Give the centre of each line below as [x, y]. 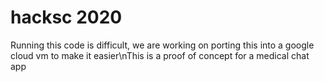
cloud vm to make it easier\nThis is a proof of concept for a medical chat [160, 55]
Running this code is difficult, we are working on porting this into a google [162, 45]
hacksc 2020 [66, 17]
